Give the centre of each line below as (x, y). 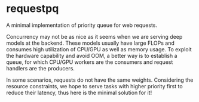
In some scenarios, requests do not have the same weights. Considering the (100, 80)
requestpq (33, 9)
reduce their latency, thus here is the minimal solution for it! (79, 92)
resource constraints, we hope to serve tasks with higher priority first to (95, 86)
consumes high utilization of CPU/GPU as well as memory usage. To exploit (99, 49)
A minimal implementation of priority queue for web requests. (82, 25)
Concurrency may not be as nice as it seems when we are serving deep (94, 36)
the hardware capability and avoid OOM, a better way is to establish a (92, 55)
